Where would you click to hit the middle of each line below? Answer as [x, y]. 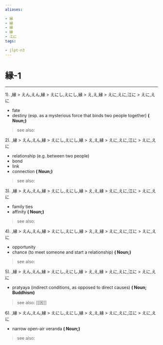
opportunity [24, 247]
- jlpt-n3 [15, 50]
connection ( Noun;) [32, 172]
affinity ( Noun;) [28, 212]
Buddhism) [23, 293]
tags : [10, 41]
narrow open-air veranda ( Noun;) [46, 329]
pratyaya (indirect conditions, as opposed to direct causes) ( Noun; [79, 288]
